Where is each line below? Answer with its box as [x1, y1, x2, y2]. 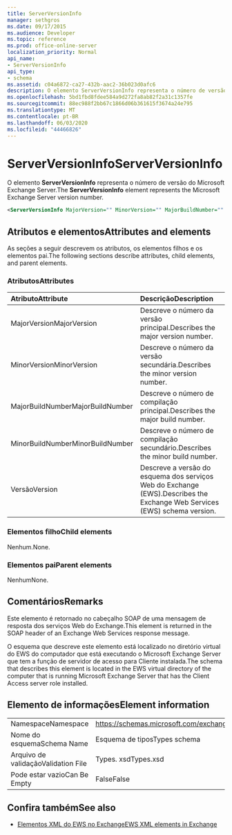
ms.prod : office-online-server [7, 42, 97, 49]
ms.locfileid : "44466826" [7, 126, 81, 133]
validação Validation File [10, 758, 88, 768]
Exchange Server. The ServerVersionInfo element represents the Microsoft [7, 186, 220, 194]
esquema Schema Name [10, 738, 88, 748]
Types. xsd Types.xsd [95, 754, 164, 764]
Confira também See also [7, 802, 116, 814]
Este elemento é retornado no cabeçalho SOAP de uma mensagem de [7, 614, 206, 623]
